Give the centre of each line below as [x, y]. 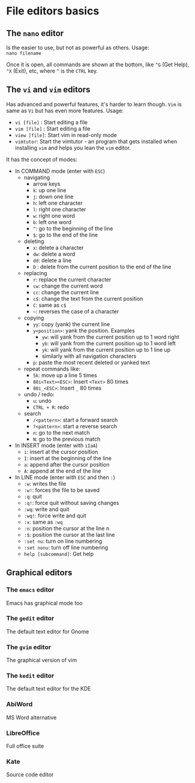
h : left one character [58, 203]
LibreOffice [23, 733]
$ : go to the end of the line [65, 235]
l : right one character [59, 209]
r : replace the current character [72, 279]
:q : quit [33, 496]
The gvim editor [29, 647]
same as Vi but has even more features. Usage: [65, 110]
